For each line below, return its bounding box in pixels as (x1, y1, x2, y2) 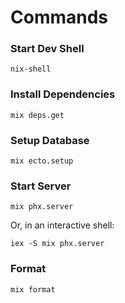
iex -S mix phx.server (10, 239, 105, 249)
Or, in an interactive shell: (10, 219, 115, 231)
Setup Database (10, 133, 90, 147)
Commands (10, 6, 109, 29)
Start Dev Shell (10, 42, 85, 56)
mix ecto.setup (10, 156, 74, 166)
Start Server (10, 179, 72, 193)
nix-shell (10, 64, 52, 75)
